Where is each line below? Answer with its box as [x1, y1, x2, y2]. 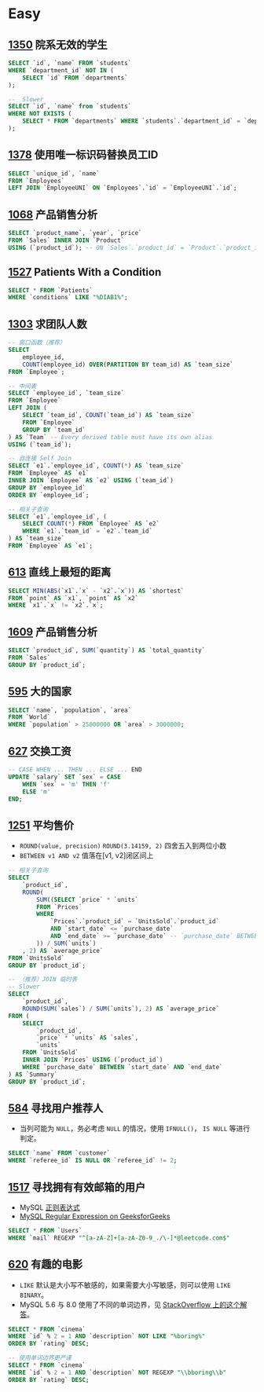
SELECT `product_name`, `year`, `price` [8, 229, 143, 237]
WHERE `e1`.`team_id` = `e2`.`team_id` [22, 527, 153, 535]
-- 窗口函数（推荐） [8, 339, 66, 346]
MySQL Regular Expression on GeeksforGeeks [19, 1211, 170, 1221]
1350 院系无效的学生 [8, 38, 108, 51]
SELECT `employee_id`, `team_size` [8, 390, 125, 397]
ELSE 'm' [22, 787, 51, 796]
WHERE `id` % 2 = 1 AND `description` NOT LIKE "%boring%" [8, 1332, 206, 1340]
